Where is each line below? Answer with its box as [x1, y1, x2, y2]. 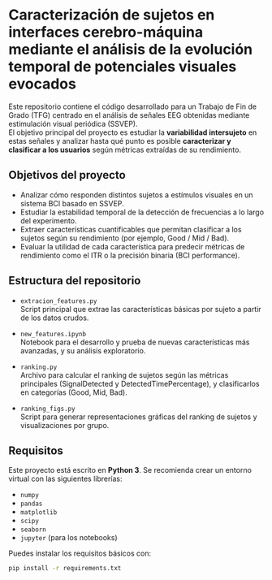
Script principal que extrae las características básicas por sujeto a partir [19, 304, 261, 314]
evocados [8, 75, 77, 93]
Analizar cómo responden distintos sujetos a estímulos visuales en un [19, 189, 253, 200]
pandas [19, 500, 43, 509]
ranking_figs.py [19, 405, 76, 413]
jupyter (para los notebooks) [19, 533, 118, 543]
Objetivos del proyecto [8, 168, 126, 182]
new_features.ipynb [19, 330, 87, 338]
